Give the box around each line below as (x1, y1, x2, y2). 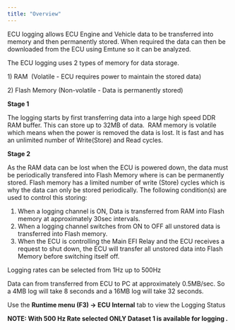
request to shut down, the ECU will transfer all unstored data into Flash (17, 244, 224, 253)
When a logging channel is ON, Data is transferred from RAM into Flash (17, 206, 224, 216)
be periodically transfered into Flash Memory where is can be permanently (7, 170, 224, 179)
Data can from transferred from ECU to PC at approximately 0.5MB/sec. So (7, 279, 225, 288)
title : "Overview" (7, 10, 61, 18)
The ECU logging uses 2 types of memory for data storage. (7, 58, 180, 67)
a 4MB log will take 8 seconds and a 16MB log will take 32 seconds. (7, 287, 204, 295)
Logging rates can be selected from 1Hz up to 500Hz (7, 266, 162, 274)
